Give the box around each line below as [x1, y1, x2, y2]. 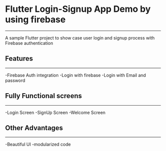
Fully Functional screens [5, 92, 83, 100]
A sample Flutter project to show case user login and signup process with [5, 35, 155, 40]
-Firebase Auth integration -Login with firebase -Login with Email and [5, 72, 146, 78]
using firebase [5, 14, 66, 25]
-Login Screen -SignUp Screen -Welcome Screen [5, 110, 106, 115]
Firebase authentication [5, 40, 53, 46]
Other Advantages [5, 123, 63, 132]
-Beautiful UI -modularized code [5, 142, 71, 148]
